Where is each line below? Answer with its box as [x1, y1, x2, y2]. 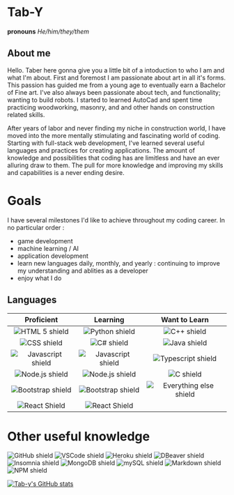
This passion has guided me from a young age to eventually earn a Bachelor [7, 81, 226, 89]
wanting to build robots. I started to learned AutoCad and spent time [7, 96, 203, 104]
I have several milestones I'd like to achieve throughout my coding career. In [7, 215, 225, 224]
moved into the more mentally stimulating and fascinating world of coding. [7, 131, 221, 139]
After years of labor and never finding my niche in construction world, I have [7, 123, 226, 132]
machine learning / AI [17, 244, 79, 252]
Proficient [24, 314, 58, 324]
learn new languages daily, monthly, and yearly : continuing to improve [17, 259, 221, 267]
